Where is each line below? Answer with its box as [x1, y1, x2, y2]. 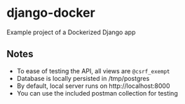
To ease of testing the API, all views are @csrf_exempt [16, 66, 170, 75]
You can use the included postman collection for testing [16, 89, 178, 97]
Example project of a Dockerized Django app [6, 28, 136, 36]
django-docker [6, 5, 95, 21]
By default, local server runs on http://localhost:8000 [16, 82, 170, 90]
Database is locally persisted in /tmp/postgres [16, 74, 150, 82]
